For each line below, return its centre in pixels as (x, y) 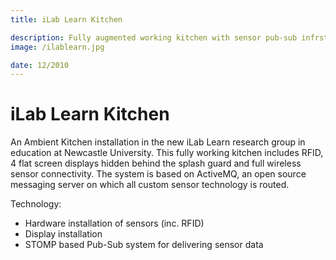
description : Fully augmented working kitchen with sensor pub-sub (154, 37)
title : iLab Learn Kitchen (66, 19)
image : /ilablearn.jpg (57, 47)
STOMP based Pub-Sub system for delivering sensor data (144, 245)
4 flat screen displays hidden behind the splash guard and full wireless (156, 163)
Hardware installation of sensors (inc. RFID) (114, 223)
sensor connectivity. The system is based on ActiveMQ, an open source (158, 174)
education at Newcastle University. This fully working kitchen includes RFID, (167, 153)
